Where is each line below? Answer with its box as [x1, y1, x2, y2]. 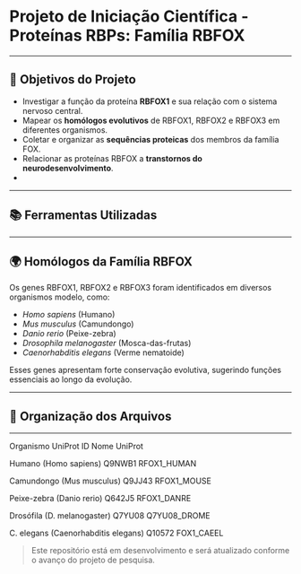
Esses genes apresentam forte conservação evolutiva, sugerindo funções [9, 365, 282, 376]
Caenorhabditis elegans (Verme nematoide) [21, 347, 185, 358]
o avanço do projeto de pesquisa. [30, 554, 155, 566]
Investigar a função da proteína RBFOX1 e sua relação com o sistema [21, 96, 278, 107]
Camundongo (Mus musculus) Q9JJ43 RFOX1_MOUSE [9, 475, 212, 486]
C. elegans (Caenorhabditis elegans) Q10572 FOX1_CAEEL [9, 527, 224, 539]
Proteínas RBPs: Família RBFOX [9, 25, 245, 46]
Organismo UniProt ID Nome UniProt [9, 441, 143, 452]
